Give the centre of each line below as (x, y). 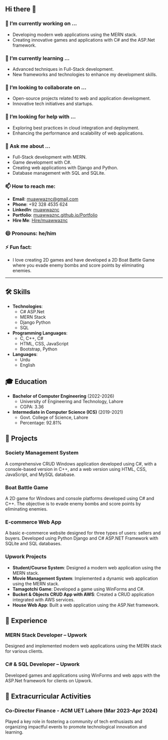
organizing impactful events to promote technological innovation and (76, 727)
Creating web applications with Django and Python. (65, 167)
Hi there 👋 (21, 9)
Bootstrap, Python (38, 349)
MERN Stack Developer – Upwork (46, 635)
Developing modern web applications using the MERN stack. (75, 34)
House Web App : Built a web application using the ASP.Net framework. (86, 605)
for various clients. (24, 651)
